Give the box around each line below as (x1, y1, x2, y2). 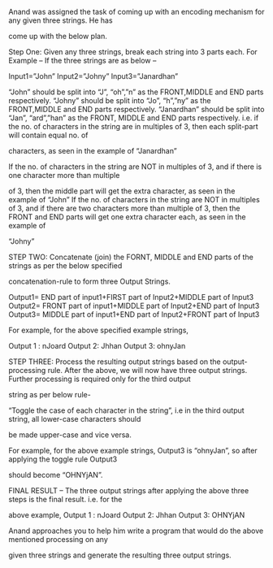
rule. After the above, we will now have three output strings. (47, 366, 248, 375)
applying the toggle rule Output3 (8, 454, 118, 464)
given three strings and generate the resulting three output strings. (8, 550, 232, 560)
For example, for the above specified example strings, (8, 325, 189, 335)
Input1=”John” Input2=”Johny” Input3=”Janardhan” (8, 72, 179, 80)
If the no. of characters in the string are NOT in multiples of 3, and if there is (8, 162, 262, 171)
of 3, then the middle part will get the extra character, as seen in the (8, 186, 236, 196)
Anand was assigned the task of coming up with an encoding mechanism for (8, 7, 265, 16)
